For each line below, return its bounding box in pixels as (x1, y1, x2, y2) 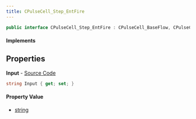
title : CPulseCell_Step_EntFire (6, 8, 85, 15)
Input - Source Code (6, 69, 56, 76)
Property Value (6, 93, 44, 100)
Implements (6, 37, 36, 44)
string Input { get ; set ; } (6, 80, 75, 86)
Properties (6, 54, 45, 64)
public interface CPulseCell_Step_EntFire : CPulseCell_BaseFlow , (6, 24, 171, 30)
